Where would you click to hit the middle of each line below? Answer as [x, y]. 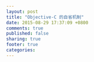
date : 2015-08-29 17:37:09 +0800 [47, 22]
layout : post [22, 12]
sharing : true [24, 39]
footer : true [22, 45]
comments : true [25, 28]
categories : [21, 50]
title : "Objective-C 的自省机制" [45, 17]
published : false [27, 34]
